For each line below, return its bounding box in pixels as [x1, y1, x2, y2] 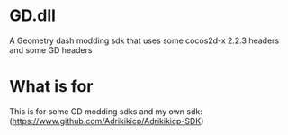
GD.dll [9, 5, 57, 26]
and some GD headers [9, 44, 93, 55]
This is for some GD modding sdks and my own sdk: [9, 105, 202, 117]
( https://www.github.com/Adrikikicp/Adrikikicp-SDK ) [9, 115, 204, 126]
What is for [9, 76, 94, 97]
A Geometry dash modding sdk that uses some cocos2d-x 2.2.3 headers [9, 35, 280, 46]
